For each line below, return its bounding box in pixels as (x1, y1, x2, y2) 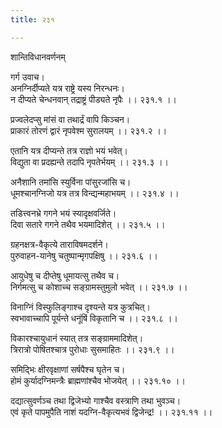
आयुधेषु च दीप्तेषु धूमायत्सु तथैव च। (10, 269, 120, 281)
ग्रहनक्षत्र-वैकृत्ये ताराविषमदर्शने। (10, 238, 109, 250)
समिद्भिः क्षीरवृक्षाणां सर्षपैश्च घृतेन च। (10, 363, 126, 375)
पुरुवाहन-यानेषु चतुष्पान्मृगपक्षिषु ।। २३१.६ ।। (10, 249, 159, 261)
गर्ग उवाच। (10, 71, 45, 83)
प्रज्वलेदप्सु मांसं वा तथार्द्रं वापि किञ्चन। (10, 113, 131, 125)
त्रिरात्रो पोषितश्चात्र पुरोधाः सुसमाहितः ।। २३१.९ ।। (10, 343, 175, 355)
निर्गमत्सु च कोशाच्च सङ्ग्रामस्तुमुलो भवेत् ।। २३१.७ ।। (10, 281, 188, 293)
